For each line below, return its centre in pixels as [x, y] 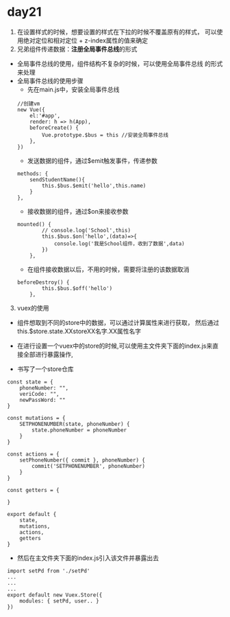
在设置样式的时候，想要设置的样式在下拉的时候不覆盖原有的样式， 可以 [117, 32]
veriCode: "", [39, 394]
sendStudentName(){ [57, 179]
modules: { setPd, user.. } [59, 601]
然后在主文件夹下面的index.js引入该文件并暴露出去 [88, 558]
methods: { [33, 173]
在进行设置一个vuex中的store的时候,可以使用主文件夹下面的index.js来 [115, 346]
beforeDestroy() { [43, 282]
